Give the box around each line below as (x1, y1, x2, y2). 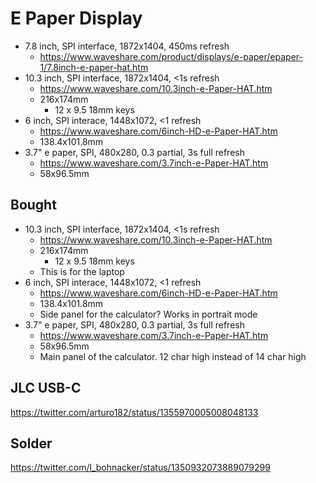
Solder (10, 435, 53, 452)
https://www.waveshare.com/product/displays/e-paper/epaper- (39, 50, 303, 62)
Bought (10, 197, 57, 214)
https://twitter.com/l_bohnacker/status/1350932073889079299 (10, 462, 271, 474)
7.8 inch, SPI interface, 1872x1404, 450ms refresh (24, 40, 230, 52)
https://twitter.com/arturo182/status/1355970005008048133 (10, 406, 259, 418)
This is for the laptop (39, 265, 125, 277)
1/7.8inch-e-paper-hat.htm (39, 61, 149, 73)
